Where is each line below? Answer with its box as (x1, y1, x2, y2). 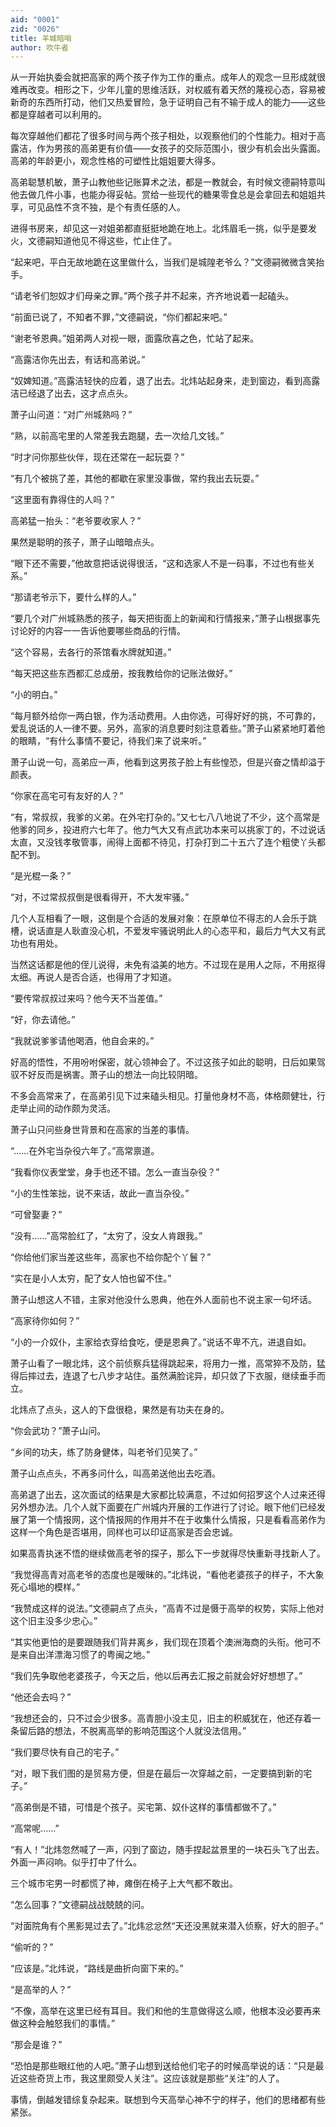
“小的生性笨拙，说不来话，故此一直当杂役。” (10, 1187, 190, 1200)
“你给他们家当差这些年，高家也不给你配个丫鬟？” (10, 1251, 212, 1263)
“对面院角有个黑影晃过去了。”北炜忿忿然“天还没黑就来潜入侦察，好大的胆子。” (10, 1920, 324, 1932)
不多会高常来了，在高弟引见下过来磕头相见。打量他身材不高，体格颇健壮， (10, 1090, 317, 1102)
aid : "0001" (10, 14, 60, 25)
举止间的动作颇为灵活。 (18, 1102, 116, 1115)
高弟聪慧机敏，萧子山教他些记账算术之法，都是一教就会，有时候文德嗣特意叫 (10, 176, 326, 188)
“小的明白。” (10, 689, 58, 701)
